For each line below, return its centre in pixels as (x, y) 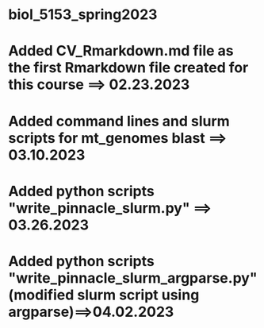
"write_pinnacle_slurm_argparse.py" (133, 278)
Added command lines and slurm (119, 121)
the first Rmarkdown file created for (128, 68)
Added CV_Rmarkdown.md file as (121, 51)
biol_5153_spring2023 (83, 15)
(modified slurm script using (104, 295)
